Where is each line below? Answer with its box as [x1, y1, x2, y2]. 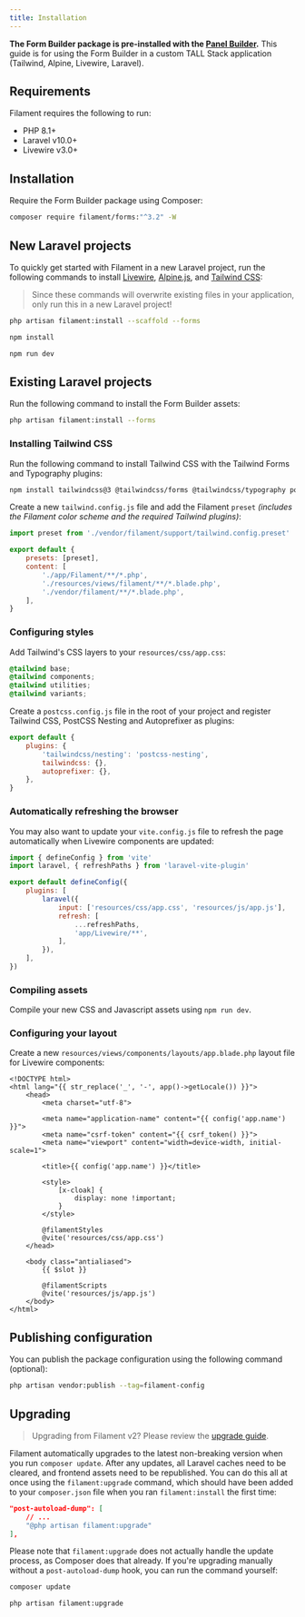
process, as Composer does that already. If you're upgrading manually [9, 1555, 273, 1566]
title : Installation [9, 13, 88, 23]
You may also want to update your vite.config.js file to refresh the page [9, 825, 284, 836]
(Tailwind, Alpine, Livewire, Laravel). [9, 57, 144, 68]
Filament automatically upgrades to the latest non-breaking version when [9, 1447, 283, 1458]
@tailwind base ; [9, 664, 71, 673]
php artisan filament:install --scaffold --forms [9, 316, 202, 325]
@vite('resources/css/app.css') [42, 1234, 165, 1243]
